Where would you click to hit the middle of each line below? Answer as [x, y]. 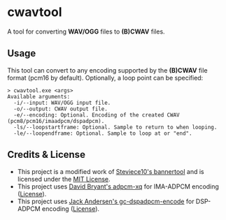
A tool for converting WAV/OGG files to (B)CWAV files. [86, 31]
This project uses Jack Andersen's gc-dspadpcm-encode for [106, 201]
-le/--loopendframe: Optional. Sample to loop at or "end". [103, 133]
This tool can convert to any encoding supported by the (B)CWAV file [107, 70]
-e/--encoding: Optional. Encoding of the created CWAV [97, 115]
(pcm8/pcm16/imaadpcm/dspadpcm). [56, 121]
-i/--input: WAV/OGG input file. [62, 103]
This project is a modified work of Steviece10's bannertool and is [111, 171]
